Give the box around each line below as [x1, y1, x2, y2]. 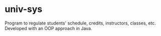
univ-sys [5, 3, 43, 15]
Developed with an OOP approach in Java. [5, 25, 92, 31]
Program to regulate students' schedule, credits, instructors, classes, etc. [5, 20, 156, 26]
